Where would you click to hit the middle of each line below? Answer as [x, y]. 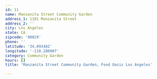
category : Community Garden [34, 56]
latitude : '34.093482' [29, 46]
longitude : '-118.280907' [32, 51]
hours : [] [15, 60]
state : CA [15, 33]
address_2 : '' [20, 23]
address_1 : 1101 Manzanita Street [41, 19]
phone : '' [15, 42]
